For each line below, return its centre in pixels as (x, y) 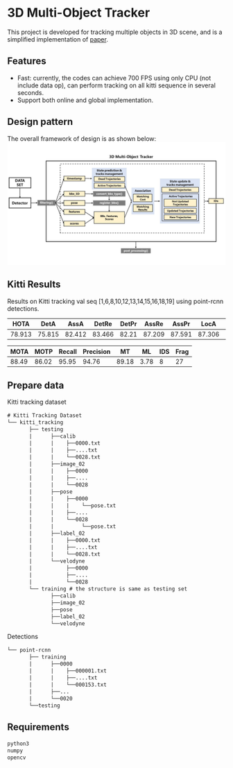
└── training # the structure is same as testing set (108, 589)
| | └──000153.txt (68, 685)
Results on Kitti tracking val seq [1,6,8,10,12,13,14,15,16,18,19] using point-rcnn (115, 301)
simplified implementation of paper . (58, 39)
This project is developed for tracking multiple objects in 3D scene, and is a (115, 32)
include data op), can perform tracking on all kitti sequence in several (116, 85)
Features (27, 61)
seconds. (31, 92)
